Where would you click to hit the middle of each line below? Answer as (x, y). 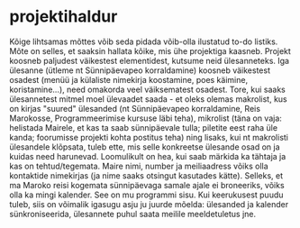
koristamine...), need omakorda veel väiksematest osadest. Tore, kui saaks (147, 89)
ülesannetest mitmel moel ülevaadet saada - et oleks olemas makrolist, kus (148, 99)
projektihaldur (64, 17)
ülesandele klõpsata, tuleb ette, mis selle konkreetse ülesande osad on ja (145, 147)
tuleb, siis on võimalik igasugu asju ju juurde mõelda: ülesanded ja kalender (149, 204)
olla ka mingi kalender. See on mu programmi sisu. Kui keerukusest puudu (146, 195)
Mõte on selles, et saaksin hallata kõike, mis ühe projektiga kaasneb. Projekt (150, 50)
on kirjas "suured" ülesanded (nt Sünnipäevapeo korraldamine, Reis (135, 108)
